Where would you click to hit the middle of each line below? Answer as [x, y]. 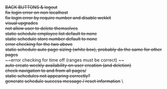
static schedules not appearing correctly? [48, 76]
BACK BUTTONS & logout [31, 7]
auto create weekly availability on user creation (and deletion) [68, 65]
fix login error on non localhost [37, 12]
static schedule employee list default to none [51, 34]
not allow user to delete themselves [42, 28]
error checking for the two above [39, 44]
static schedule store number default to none [51, 39]
